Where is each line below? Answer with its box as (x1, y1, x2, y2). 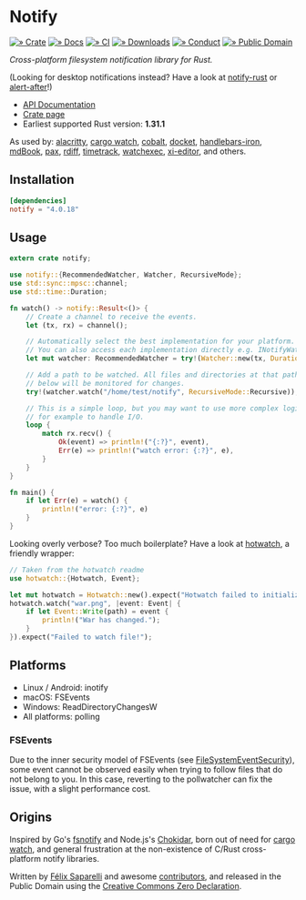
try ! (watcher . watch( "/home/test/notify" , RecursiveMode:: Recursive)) (25, 387, 296, 397)
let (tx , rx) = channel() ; (25, 320, 128, 329)
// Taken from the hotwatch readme (9, 565, 145, 574)
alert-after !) (9, 81, 53, 92)
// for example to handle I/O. (25, 412, 145, 421)
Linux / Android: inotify (22, 682, 109, 693)
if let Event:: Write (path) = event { (25, 607, 169, 616)
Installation (9, 172, 75, 187)
